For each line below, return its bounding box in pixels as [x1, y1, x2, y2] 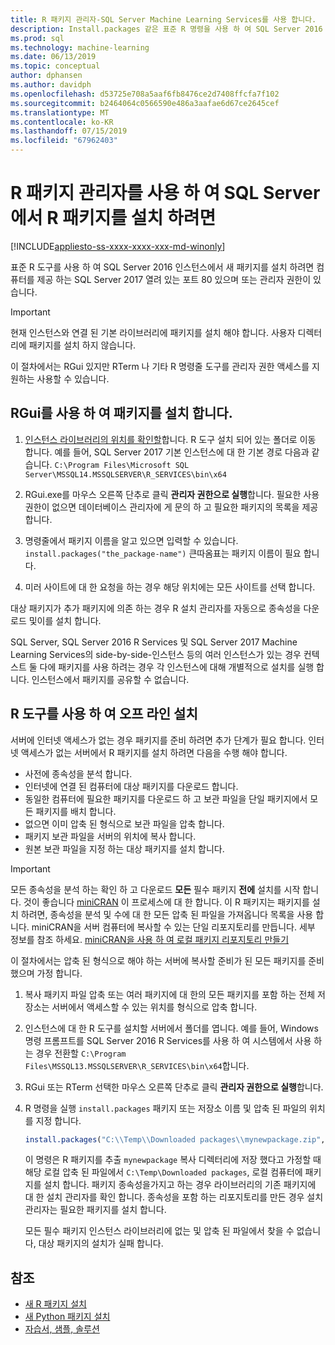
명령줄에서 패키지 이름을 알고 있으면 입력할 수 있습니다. [24, 534, 239, 546]
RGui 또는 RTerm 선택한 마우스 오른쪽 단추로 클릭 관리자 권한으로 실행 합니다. [24, 1081, 324, 1093]
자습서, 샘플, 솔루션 [24, 1323, 100, 1335]
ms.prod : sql [10, 33, 65, 43]
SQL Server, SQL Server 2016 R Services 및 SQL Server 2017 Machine [10, 636, 298, 648]
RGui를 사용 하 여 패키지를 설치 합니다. [10, 405, 233, 422]
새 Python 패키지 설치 [24, 1311, 111, 1323]
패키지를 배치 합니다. [35, 805, 117, 817]
